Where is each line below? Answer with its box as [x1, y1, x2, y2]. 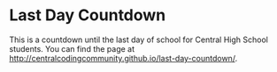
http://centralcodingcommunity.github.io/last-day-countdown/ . [9, 53, 238, 63]
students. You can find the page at [9, 43, 135, 54]
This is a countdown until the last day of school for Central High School [9, 34, 268, 45]
